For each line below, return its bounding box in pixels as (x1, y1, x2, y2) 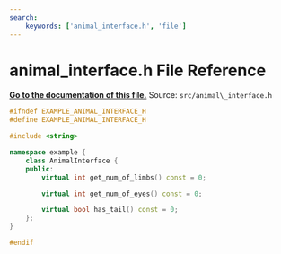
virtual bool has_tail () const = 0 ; (41, 206, 179, 215)
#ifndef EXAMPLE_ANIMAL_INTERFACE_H (9, 107, 146, 117)
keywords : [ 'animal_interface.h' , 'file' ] (25, 22, 187, 31)
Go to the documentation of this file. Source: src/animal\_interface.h (9, 90, 272, 101)
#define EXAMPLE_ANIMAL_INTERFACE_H (9, 116, 146, 125)
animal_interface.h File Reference (9, 60, 267, 81)
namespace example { (9, 148, 87, 157)
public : (25, 164, 54, 173)
